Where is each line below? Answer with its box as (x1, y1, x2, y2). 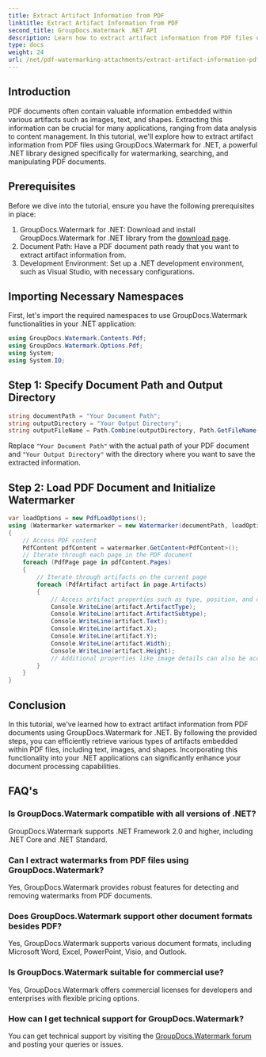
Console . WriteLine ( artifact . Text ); (50, 618, 169, 626)
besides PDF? (8, 921, 62, 932)
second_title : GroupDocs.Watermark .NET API (8, 26, 158, 34)
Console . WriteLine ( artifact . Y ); (50, 632, 158, 641)
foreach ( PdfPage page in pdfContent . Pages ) (22, 558, 172, 567)
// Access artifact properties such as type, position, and (50, 596, 253, 603)
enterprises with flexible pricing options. (8, 993, 140, 1003)
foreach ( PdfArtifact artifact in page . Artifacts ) (36, 580, 207, 588)
